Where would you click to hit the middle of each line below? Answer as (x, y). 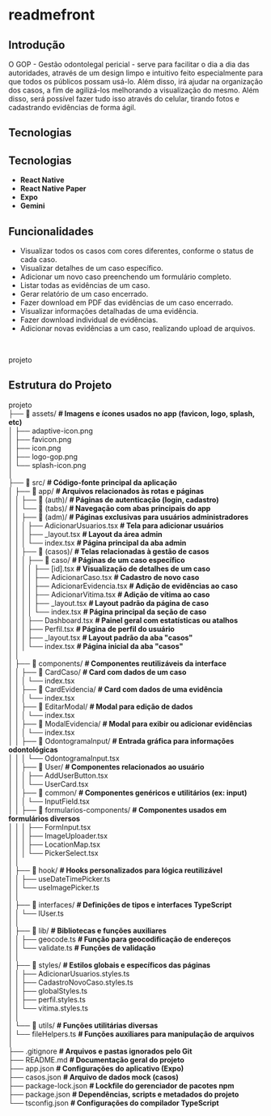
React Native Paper (53, 189)
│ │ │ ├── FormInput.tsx (50, 827)
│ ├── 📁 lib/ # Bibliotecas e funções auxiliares (88, 930)
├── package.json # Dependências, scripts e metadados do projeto (124, 1094)
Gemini (32, 206)
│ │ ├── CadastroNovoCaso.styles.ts (71, 982)
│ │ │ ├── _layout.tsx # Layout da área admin (86, 534)
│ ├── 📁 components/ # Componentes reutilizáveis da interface (117, 663)
